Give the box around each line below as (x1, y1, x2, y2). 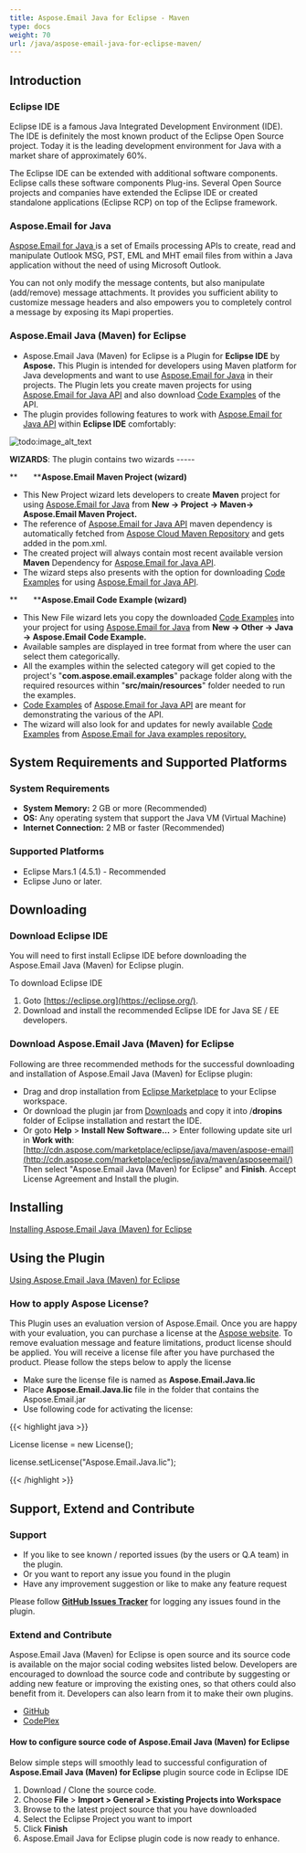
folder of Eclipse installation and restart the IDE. (22, 1115, 203, 1126)
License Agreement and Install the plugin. (22, 1173, 180, 1184)
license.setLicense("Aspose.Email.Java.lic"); (9, 1456, 176, 1467)
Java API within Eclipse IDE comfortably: (22, 418, 176, 429)
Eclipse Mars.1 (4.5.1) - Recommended (22, 865, 166, 877)
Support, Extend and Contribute (9, 1500, 195, 1517)
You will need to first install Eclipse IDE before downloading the (9, 950, 248, 961)
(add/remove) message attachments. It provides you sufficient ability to (9, 287, 279, 298)
